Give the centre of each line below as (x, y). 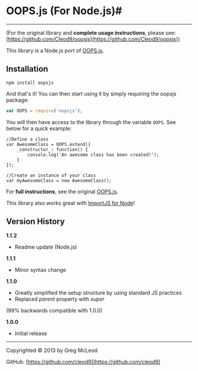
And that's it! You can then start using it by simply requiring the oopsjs (91, 93)
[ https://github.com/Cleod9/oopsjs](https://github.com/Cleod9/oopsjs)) (93, 39)
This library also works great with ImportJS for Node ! (70, 203)
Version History (35, 222)
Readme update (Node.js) (46, 247)
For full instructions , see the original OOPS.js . (62, 191)
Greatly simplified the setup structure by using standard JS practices (98, 293)
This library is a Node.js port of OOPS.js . (55, 50)
